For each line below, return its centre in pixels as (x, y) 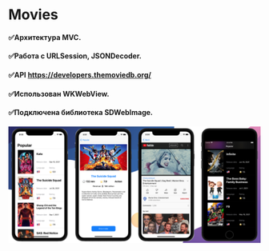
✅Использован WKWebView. (59, 94)
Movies (33, 15)
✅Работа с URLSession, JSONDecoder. (75, 56)
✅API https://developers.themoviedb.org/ (80, 74)
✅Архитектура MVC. (45, 37)
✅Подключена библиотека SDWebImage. (81, 113)
